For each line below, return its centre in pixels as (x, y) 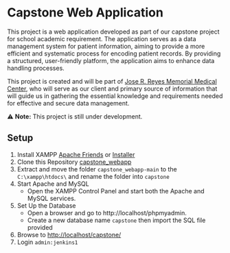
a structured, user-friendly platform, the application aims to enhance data (111, 60)
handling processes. (36, 68)
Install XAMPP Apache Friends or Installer (76, 154)
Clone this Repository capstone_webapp (74, 162)
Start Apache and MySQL (53, 184)
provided (40, 227)
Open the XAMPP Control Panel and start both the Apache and (116, 191)
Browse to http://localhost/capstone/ (69, 234)
